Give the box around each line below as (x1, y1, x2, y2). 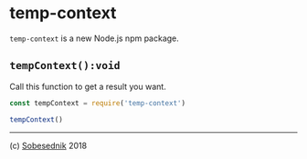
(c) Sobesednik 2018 (9, 140, 88, 151)
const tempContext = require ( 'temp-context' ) (9, 98, 185, 107)
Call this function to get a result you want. (9, 81, 166, 92)
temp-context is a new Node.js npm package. (9, 33, 180, 44)
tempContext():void (9, 59, 121, 73)
